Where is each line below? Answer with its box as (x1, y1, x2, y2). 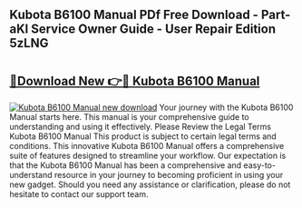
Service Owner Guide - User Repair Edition (30, 22, 277, 37)
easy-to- (243, 160, 277, 171)
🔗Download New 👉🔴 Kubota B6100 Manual (9, 73, 260, 89)
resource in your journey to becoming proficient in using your (54, 170, 284, 180)
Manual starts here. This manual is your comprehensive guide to (9, 112, 249, 122)
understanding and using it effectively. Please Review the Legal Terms (9, 122, 272, 132)
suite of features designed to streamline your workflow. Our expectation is (9, 150, 287, 161)
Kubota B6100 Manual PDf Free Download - (9, 7, 258, 23)
